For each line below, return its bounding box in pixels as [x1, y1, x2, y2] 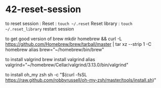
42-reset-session [5, 4, 81, 15]
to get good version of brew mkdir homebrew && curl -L [5, 36, 122, 42]
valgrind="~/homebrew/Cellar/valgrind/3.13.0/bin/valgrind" [5, 62, 128, 68]
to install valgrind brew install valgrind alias [5, 56, 95, 62]
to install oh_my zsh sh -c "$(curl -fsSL [5, 71, 87, 77]
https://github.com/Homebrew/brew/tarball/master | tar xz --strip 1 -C [5, 41, 152, 47]
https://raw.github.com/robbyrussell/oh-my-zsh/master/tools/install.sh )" [5, 77, 156, 83]
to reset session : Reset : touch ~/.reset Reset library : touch [5, 20, 133, 26]
